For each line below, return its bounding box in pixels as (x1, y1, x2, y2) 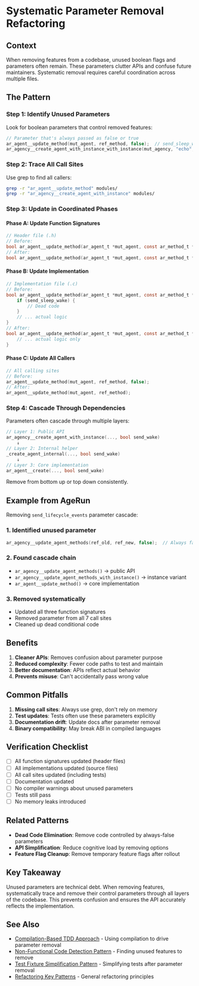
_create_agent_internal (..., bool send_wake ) (6, 451, 120, 457)
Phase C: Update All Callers (6, 355, 75, 362)
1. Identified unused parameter (6, 526, 97, 534)
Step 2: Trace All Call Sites (6, 160, 84, 169)
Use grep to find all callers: (6, 174, 72, 181)
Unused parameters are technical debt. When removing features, (6, 883, 165, 890)
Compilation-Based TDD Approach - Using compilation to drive (14, 935, 169, 943)
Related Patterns (6, 815, 69, 826)
